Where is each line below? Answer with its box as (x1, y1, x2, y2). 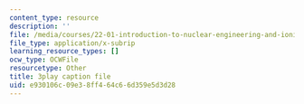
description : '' (9, 22, 71, 31)
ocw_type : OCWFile (9, 55, 79, 64)
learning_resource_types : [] (9, 47, 119, 56)
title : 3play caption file (9, 72, 111, 81)
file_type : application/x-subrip (9, 38, 136, 48)
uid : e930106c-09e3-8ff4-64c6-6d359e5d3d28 (9, 80, 176, 90)
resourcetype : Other (9, 64, 88, 73)
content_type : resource (9, 13, 100, 23)
